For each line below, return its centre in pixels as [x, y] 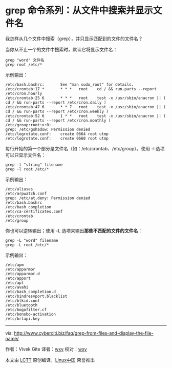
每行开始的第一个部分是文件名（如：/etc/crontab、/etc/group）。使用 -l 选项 [85, 148]
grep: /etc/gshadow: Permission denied [48, 129]
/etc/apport [18, 278]
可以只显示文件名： [26, 155]
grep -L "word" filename [32, 240]
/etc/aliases [19, 189]
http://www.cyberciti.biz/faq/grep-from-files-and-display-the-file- [84, 333]
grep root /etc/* [24, 65]
